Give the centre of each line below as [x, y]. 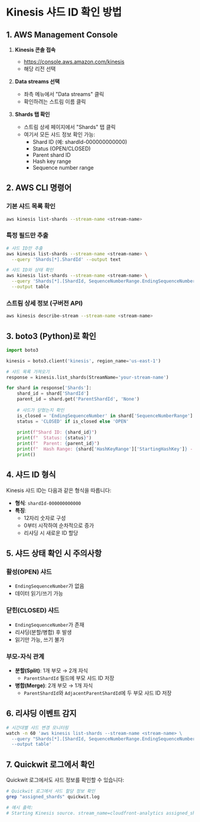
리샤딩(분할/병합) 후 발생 [43, 632]
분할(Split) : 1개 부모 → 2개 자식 [51, 670]
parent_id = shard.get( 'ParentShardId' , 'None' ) [78, 399]
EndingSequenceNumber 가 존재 [49, 624]
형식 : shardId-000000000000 [48, 503]
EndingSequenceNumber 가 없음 [49, 586]
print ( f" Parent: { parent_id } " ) [58, 444]
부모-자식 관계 [25, 656]
